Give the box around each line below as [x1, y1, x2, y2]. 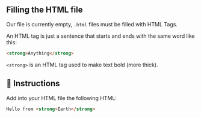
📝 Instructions [6, 78, 60, 89]
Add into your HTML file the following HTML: [6, 94, 117, 101]
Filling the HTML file [6, 5, 83, 15]
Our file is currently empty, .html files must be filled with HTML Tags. [6, 20, 178, 28]
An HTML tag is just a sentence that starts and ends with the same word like [6, 32, 195, 40]
